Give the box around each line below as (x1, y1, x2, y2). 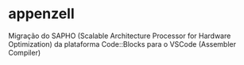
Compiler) (8, 48, 41, 57)
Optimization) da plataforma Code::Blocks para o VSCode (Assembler (8, 39, 237, 48)
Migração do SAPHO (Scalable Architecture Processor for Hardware (8, 31, 231, 40)
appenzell (8, 5, 75, 23)
